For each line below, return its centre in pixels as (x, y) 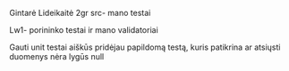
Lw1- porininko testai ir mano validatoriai (84, 30)
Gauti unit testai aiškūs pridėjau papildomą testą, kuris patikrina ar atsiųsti (145, 47)
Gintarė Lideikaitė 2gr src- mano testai (80, 13)
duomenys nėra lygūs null (57, 56)
